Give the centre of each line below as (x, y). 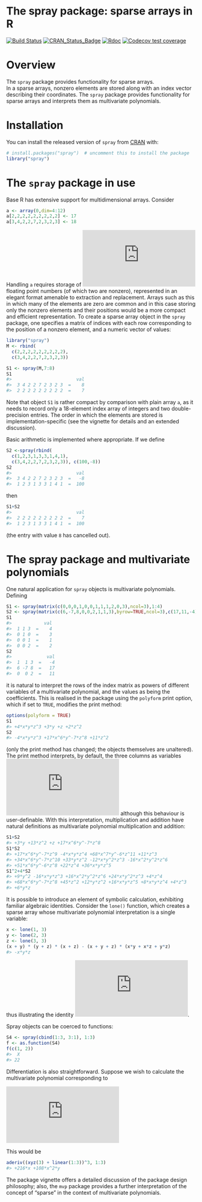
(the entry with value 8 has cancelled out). (58, 535)
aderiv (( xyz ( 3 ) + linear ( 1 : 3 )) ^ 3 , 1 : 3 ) (56, 1162)
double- (181, 409)
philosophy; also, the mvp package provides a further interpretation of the (96, 1186)
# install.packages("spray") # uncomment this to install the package (98, 153)
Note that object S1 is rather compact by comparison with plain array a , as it (100, 402)
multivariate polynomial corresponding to (57, 1078)
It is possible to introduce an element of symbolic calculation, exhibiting (95, 899)
